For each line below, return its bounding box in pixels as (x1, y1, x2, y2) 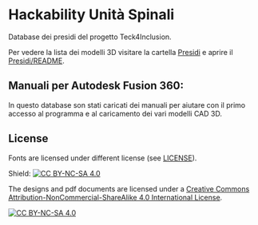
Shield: (8, 168, 31, 178)
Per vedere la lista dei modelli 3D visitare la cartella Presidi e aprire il (8, 47, 233, 57)
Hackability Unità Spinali (8, 6, 175, 24)
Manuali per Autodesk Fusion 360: (8, 79, 184, 93)
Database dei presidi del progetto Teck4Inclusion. (8, 32, 172, 41)
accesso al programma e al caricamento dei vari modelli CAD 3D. (8, 109, 222, 118)
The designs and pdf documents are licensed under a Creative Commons (8, 184, 250, 193)
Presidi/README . (8, 56, 65, 65)
